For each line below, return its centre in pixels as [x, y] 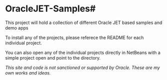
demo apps [17, 27]
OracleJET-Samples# [50, 9]
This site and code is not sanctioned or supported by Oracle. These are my [82, 67]
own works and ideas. [28, 72]
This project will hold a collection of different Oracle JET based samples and [84, 22]
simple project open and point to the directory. [53, 57]
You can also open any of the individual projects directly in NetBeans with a [83, 52]
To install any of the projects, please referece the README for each [74, 37]
